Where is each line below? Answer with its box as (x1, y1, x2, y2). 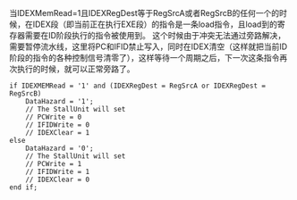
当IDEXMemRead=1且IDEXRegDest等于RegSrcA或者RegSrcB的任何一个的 (9, 8, 280, 18)
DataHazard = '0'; (25, 144, 94, 153)
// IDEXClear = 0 (25, 175, 90, 184)
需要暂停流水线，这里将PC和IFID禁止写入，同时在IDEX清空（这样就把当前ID (9, 41, 288, 52)
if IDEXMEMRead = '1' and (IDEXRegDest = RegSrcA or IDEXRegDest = (9, 81, 267, 90)
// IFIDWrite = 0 (25, 121, 90, 129)
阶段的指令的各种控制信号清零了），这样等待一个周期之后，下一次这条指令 (9, 53, 280, 62)
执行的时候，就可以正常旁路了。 (16, 63, 135, 74)
